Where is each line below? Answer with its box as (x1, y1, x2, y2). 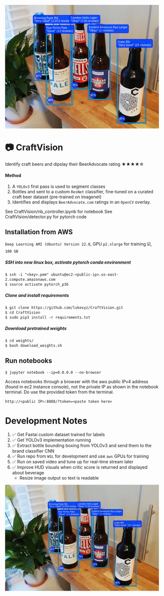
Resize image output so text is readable (19, 475, 99, 481)
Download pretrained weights (5, 325, 67, 331)
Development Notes (5, 415, 88, 427)
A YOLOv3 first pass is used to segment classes (12, 183, 106, 189)
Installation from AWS (5, 228, 73, 236)
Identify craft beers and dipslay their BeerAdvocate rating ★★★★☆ (5, 161, 144, 167)
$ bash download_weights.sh (5, 343, 62, 348)
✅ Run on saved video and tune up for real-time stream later (12, 459, 134, 465)
